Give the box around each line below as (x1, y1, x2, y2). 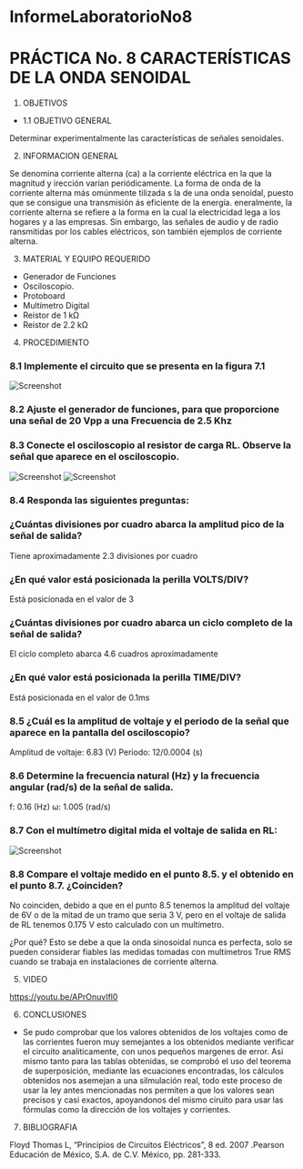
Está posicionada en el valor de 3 (9, 594, 135, 605)
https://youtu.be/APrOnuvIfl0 (9, 991, 118, 1002)
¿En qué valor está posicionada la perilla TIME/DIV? (9, 671, 242, 684)
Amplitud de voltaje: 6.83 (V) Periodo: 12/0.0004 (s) (9, 747, 203, 757)
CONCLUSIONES (22, 1009, 87, 1020)
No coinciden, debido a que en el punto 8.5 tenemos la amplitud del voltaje (9, 900, 290, 910)
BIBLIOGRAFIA (22, 1122, 78, 1133)
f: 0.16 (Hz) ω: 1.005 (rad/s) (9, 801, 111, 812)
